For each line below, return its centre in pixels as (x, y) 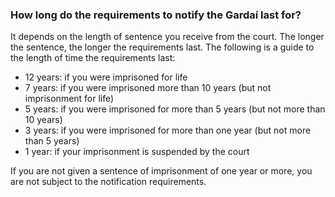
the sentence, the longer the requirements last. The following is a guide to (162, 47)
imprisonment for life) (69, 99)
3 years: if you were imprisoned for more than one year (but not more (168, 130)
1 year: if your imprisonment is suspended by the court (137, 152)
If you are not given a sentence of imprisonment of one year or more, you (161, 171)
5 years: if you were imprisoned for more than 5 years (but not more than (175, 109)
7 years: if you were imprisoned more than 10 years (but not (148, 88)
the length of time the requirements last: (93, 58)
